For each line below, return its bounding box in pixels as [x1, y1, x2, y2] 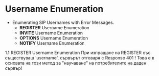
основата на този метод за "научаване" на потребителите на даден [5, 60, 147, 66]
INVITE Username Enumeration [19, 30, 83, 36]
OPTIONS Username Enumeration [19, 35, 88, 41]
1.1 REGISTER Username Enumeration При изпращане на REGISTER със [5, 50, 151, 56]
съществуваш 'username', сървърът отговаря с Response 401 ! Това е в [5, 55, 155, 60]
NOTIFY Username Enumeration [19, 40, 85, 46]
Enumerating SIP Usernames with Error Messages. [12, 19, 114, 25]
